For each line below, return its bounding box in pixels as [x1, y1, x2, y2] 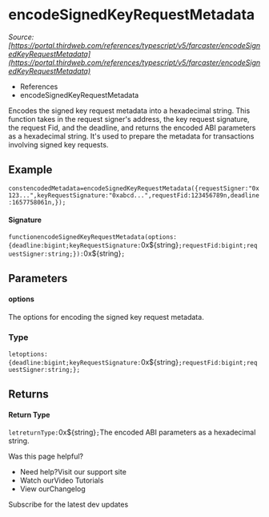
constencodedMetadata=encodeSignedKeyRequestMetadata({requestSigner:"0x [8, 184, 260, 192]
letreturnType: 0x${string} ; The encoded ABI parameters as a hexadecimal [8, 427, 256, 438]
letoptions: [8, 350, 48, 358]
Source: [8, 32, 34, 42]
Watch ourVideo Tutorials [19, 475, 104, 486]
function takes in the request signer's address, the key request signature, [8, 114, 250, 123]
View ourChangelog [19, 484, 86, 494]
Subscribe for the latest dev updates [8, 499, 129, 510]
